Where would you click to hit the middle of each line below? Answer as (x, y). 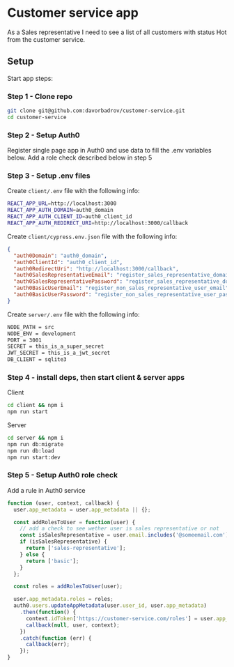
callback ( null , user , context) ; (72, 625)
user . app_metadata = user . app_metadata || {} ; (82, 509)
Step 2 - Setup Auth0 (44, 135)
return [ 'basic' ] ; (52, 561)
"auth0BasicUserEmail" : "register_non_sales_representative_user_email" (121, 288)
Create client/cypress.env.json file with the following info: (92, 236)
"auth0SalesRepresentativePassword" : (68, 282)
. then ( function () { (48, 612)
